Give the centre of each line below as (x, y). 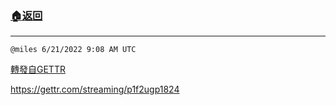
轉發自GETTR (38, 69)
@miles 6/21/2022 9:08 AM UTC (73, 50)
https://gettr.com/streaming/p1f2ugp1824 (95, 89)
